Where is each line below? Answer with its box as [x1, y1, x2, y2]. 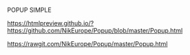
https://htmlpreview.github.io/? [7, 19, 94, 27]
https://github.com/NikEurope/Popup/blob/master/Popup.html [7, 27, 183, 34]
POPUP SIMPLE [7, 6, 52, 14]
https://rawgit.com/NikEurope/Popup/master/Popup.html [7, 40, 168, 47]
